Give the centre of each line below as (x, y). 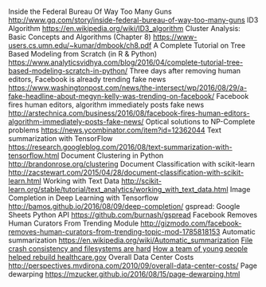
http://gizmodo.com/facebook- (191, 223)
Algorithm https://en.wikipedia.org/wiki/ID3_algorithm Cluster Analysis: (124, 28)
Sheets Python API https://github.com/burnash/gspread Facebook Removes (133, 215)
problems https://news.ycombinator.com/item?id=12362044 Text (115, 130)
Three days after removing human (185, 71)
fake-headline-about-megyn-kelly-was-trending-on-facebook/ (111, 96)
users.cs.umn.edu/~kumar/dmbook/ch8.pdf (80, 45)
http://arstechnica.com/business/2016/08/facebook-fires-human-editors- (129, 113)
